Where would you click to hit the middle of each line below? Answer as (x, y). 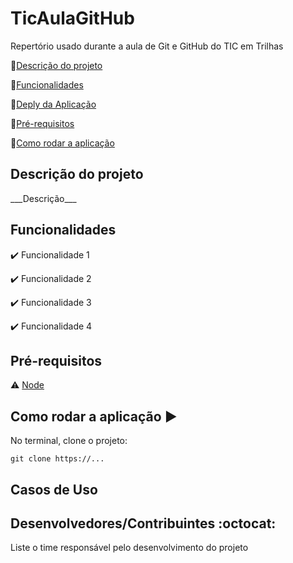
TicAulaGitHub (72, 18)
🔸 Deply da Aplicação (53, 104)
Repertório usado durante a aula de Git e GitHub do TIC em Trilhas (147, 46)
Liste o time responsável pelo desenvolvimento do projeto (129, 548)
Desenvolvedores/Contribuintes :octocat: (143, 523)
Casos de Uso (54, 489)
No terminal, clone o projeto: (69, 441)
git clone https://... (57, 459)
